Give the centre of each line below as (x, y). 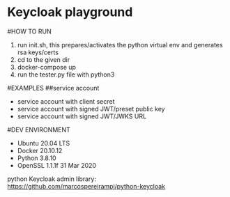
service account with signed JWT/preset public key (91, 109)
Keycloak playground (70, 12)
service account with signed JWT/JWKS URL (82, 116)
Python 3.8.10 (37, 158)
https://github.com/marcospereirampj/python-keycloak (86, 186)
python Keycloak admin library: (52, 179)
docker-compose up (47, 67)
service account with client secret (66, 101)
